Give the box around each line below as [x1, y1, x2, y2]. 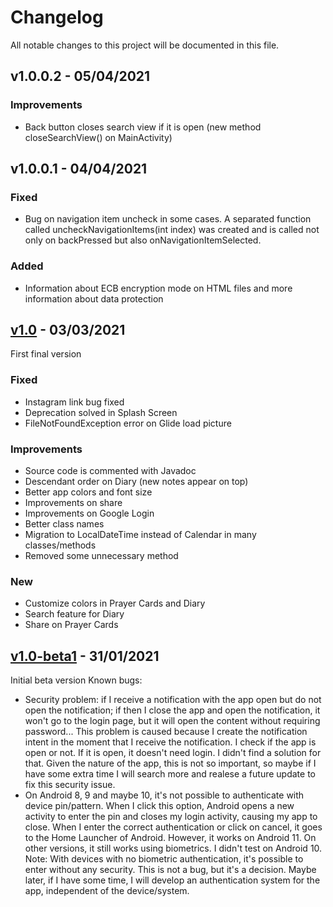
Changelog [10, 6, 104, 29]
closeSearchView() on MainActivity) [24, 131, 173, 143]
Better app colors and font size [24, 486, 153, 498]
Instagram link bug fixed [24, 396, 125, 408]
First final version [10, 348, 82, 360]
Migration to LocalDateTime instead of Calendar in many [24, 529, 257, 541]
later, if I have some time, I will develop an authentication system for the [24, 874, 321, 886]
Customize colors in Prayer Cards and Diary [24, 597, 206, 610]
